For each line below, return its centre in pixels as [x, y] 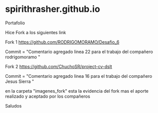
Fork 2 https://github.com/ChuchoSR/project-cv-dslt [59, 66]
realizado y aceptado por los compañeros [48, 96]
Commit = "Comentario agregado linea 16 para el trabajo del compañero [79, 76]
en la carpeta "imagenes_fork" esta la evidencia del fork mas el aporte [77, 91]
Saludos [13, 106]
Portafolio [15, 23]
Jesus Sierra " [20, 81]
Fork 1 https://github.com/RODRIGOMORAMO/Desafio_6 [62, 42]
